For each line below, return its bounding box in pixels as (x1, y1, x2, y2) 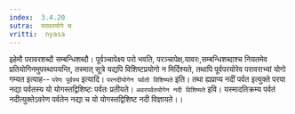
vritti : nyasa (9, 29, 66, 38)
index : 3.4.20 (9, 12, 66, 22)
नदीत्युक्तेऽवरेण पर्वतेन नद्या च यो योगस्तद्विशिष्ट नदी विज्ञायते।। (9, 94, 184, 105)
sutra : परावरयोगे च (9, 21, 72, 30)
